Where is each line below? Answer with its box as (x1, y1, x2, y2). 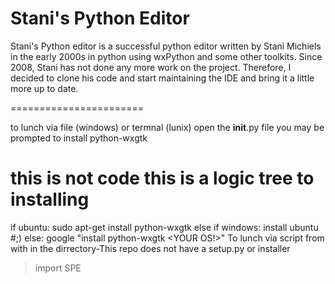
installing (10, 188, 90, 211)
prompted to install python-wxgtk (10, 132, 148, 144)
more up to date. (10, 82, 79, 94)
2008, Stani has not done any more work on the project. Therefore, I (10, 61, 292, 73)
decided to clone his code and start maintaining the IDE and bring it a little (10, 72, 315, 84)
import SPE (34, 262, 82, 274)
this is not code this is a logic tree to (10, 167, 315, 190)
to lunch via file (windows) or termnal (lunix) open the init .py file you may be (10, 121, 325, 133)
